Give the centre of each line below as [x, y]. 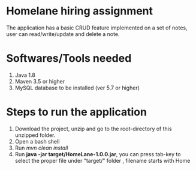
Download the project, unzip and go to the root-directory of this [93, 129]
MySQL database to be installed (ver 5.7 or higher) [77, 88]
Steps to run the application [76, 112]
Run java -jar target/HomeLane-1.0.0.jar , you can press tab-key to [98, 154]
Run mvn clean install [41, 148]
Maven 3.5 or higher [40, 81]
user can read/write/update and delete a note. [63, 34]
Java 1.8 [25, 75]
